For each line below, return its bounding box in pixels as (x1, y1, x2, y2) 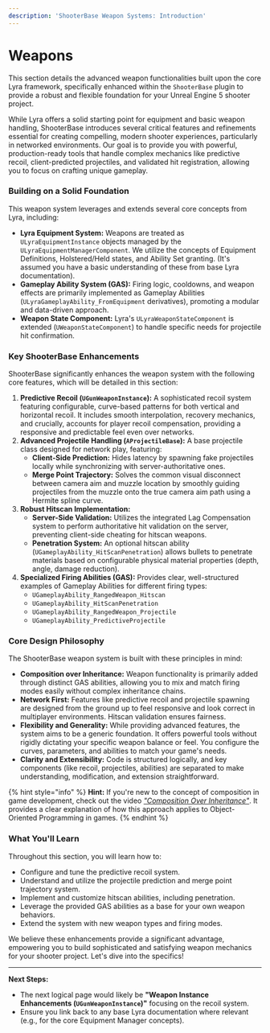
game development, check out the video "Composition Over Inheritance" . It (8, 796, 258, 805)
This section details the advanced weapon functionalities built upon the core (8, 73, 261, 83)
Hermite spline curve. (31, 496, 104, 505)
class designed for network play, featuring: (19, 444, 162, 455)
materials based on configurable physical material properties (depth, (31, 556, 260, 566)
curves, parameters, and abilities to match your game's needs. (19, 746, 227, 756)
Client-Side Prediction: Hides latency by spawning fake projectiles (31, 453, 255, 463)
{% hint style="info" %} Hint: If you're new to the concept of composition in (8, 788, 260, 797)
